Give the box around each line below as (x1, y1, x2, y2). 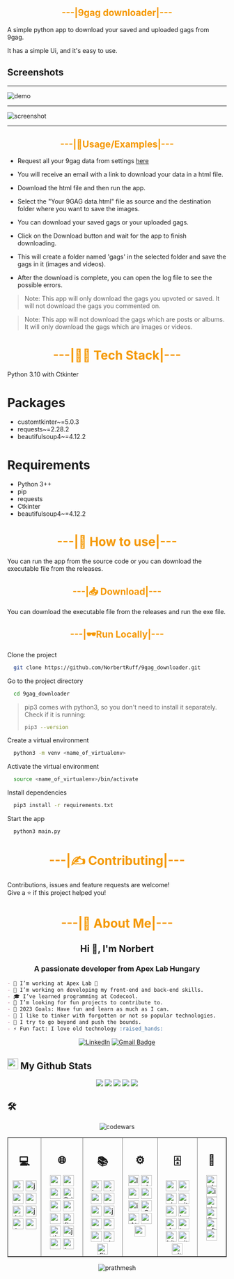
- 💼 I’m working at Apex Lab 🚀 (7, 980, 98, 987)
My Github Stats (19, 1060, 92, 1072)
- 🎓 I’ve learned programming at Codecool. (7, 993, 139, 1000)
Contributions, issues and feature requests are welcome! (7, 880, 170, 889)
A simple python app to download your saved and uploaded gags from (7, 25, 210, 33)
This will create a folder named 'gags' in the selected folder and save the (17, 252, 226, 261)
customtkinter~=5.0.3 (17, 418, 79, 426)
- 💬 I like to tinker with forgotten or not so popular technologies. (7, 1012, 217, 1020)
